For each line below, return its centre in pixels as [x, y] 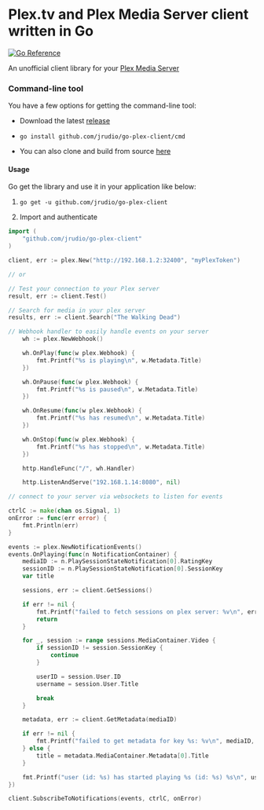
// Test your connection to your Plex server [84, 288]
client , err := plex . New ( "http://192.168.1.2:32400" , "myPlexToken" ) [125, 261]
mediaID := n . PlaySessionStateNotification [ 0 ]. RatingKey [117, 562]
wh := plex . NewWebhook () [63, 339]
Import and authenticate [59, 217]
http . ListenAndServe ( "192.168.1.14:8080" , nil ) [101, 482]
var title [38, 576]
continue [64, 655]
